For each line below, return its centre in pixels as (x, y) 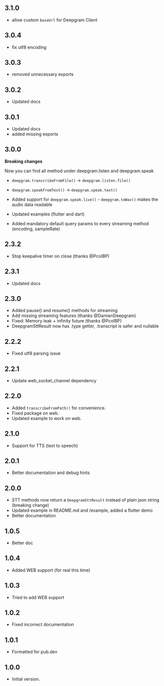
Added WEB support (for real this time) (51, 570)
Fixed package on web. (35, 413)
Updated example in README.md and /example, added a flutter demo (82, 510)
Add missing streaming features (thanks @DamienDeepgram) (74, 316)
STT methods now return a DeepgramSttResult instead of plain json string (85, 500)
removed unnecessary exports (43, 74)
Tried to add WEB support (38, 597)
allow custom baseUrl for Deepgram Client (55, 20)
